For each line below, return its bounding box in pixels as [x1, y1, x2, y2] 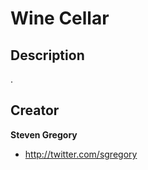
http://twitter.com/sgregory [24, 148, 138, 160]
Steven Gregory [10, 128, 78, 141]
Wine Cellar [10, 7, 110, 30]
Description [10, 47, 85, 64]
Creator [10, 102, 60, 119]
